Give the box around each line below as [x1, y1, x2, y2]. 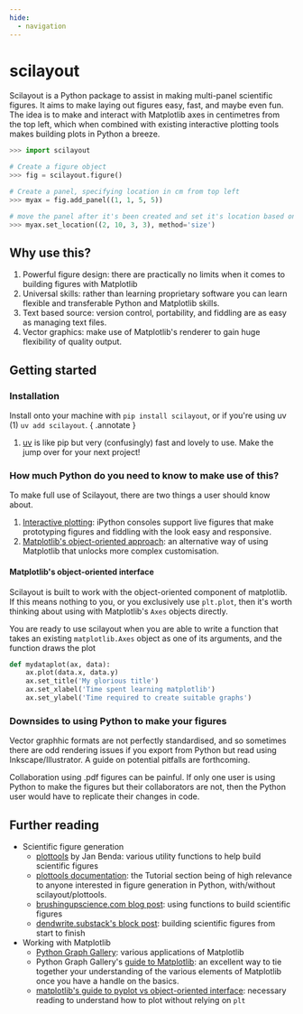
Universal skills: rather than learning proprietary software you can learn [22, 288, 288, 299]
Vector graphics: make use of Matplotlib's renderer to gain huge [22, 327, 261, 338]
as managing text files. [22, 317, 107, 328]
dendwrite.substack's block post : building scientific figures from [35, 918, 276, 929]
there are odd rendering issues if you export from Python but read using [9, 745, 277, 756]
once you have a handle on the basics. [35, 976, 179, 987]
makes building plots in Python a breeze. [9, 128, 161, 140]
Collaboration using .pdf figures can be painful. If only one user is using [9, 772, 276, 783]
